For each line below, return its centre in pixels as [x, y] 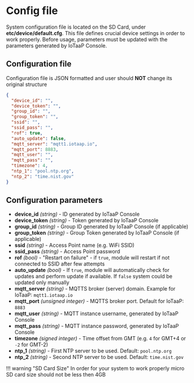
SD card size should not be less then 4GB [56, 375]
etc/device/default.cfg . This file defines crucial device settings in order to [96, 33]
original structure [27, 84]
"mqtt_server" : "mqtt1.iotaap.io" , [54, 144]
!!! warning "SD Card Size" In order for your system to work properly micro [95, 368]
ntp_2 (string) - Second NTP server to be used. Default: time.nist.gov [99, 357]
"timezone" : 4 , [30, 166]
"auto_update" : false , [39, 139]
